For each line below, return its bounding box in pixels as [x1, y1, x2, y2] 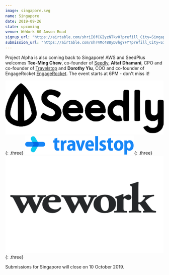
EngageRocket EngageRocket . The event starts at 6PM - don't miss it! [5, 71, 150, 77]
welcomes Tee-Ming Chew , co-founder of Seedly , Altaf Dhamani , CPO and [5, 59, 162, 65]
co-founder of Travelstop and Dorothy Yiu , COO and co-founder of [5, 65, 145, 71]
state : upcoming [5, 24, 39, 29]
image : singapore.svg [5, 8, 51, 13]
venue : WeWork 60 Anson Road [5, 29, 66, 35]
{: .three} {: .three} [5, 150, 152, 156]
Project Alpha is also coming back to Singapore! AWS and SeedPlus [5, 54, 145, 60]
